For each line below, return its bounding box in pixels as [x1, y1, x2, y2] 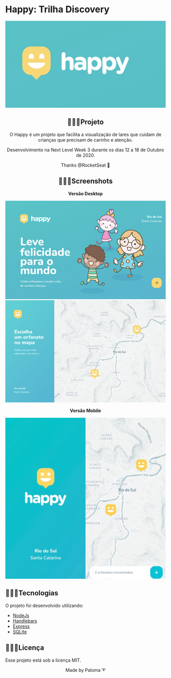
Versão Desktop [68, 190, 103, 196]
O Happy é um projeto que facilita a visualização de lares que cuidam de [9, 131, 162, 138]
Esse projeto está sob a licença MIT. [5, 657, 81, 663]
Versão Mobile [70, 408, 101, 414]
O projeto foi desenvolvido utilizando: [5, 602, 84, 608]
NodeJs [12, 612, 30, 618]
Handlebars [12, 618, 37, 624]
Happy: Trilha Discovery [5, 4, 110, 15]
